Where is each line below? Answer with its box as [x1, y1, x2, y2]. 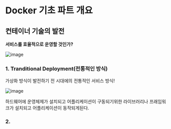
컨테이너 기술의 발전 [5, 27, 65, 35]
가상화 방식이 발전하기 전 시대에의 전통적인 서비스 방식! [5, 78, 115, 84]
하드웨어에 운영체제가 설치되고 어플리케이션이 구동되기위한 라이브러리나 [5, 98, 148, 105]
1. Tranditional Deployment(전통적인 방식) [5, 65, 108, 72]
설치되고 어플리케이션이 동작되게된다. [14, 105, 89, 111]
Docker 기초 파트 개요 [5, 5, 93, 16]
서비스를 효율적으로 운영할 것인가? [5, 41, 73, 47]
